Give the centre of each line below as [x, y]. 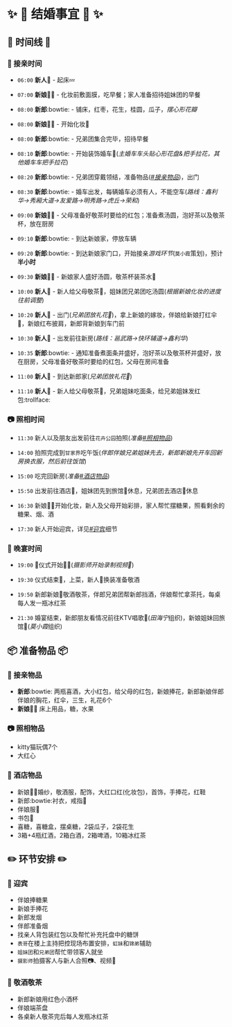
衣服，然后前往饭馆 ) [58, 461]
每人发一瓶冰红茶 [42, 603]
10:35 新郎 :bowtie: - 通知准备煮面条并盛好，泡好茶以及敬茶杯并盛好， [116, 353]
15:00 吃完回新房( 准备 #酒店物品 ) [63, 476]
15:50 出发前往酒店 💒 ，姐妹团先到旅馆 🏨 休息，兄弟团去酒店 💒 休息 [108, 491]
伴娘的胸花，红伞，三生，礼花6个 [65, 700]
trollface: [38, 399]
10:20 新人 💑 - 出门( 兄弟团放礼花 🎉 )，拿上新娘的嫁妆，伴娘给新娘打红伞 [117, 314]
